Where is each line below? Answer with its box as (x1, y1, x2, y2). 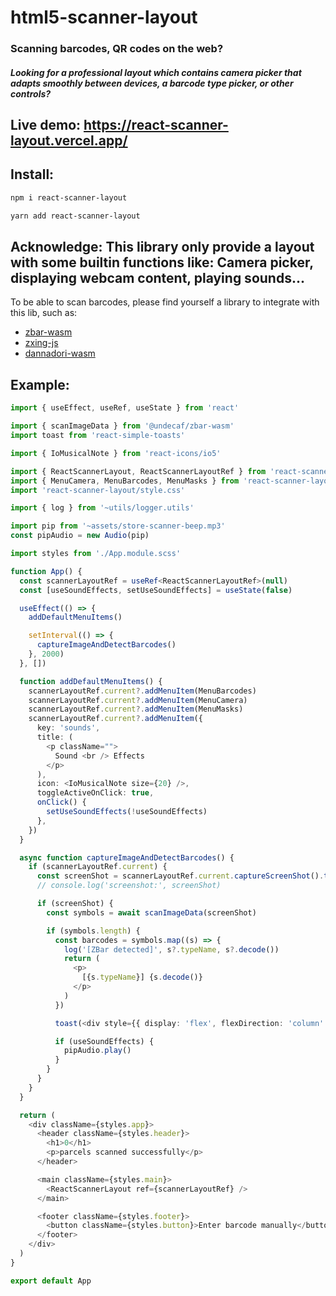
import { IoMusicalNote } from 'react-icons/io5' (10, 448, 222, 458)
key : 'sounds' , (36, 723, 101, 733)
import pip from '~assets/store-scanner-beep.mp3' (10, 521, 226, 531)
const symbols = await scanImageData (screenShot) (46, 907, 257, 918)
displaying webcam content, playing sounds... (10, 270, 305, 287)
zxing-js (24, 337, 59, 349)
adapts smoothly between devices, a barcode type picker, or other (10, 77, 294, 89)
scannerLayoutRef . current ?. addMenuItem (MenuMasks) (28, 704, 244, 715)
